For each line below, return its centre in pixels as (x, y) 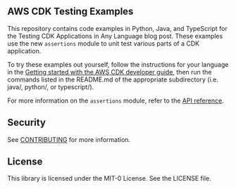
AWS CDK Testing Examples (70, 12)
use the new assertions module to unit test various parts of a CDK (103, 43)
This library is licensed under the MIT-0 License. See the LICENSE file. (109, 178)
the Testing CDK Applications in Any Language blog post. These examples (115, 36)
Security (26, 123)
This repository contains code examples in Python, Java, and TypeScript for (117, 28)
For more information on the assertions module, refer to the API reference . (116, 100)
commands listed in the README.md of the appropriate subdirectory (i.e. (113, 79)
